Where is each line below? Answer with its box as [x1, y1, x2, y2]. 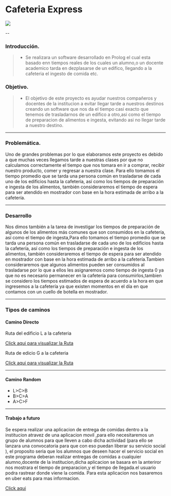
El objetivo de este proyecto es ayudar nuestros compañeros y [25, 95, 157, 101]
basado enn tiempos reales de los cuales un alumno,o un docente [25, 60, 164, 66]
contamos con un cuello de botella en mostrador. [5, 289, 108, 295]
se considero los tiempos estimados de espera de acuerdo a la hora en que [5, 278, 163, 284]
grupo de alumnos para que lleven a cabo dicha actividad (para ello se [5, 437, 153, 443]
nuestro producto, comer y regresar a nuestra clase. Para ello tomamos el [5, 167, 160, 173]
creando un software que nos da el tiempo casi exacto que [25, 106, 149, 112]
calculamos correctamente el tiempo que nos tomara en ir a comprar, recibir [5, 162, 165, 168]
